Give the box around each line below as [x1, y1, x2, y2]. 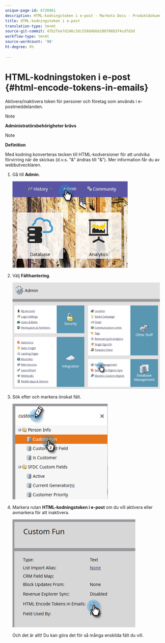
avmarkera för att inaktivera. [12, 509, 70, 515]
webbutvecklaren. [5, 162, 42, 168]
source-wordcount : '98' [5, 39, 54, 44]
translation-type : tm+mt [5, 24, 56, 29]
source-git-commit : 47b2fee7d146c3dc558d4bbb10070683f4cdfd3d [5, 29, 135, 34]
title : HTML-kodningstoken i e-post [5, 18, 80, 23]
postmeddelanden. [5, 104, 43, 110]
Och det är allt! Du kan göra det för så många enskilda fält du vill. [12, 632, 144, 638]
